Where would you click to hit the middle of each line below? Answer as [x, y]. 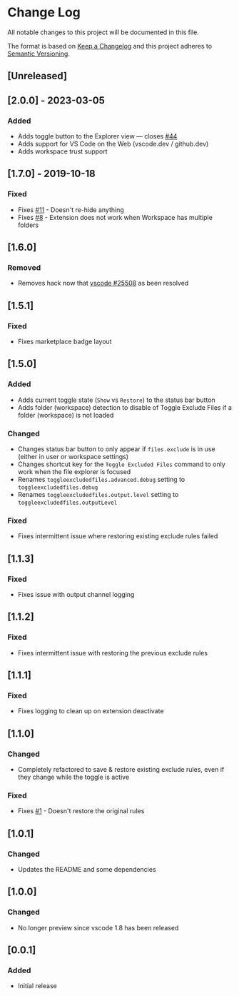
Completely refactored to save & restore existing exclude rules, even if [121, 770]
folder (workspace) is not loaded [66, 415]
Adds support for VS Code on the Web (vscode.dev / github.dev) [113, 144]
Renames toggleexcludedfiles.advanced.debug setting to [101, 480]
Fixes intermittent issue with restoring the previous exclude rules [113, 653]
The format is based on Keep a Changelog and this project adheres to [110, 46]
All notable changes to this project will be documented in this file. [103, 32]
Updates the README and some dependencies [87, 870]
